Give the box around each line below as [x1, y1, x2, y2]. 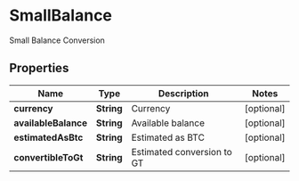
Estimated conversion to [131, 145, 233, 158]
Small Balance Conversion [9, 35, 105, 45]
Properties [9, 61, 69, 76]
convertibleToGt [13, 151, 84, 163]
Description [158, 86, 209, 99]
